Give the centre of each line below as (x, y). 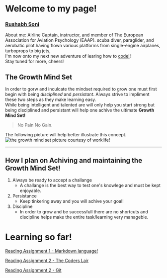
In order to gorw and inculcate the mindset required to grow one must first (81, 89)
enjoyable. (30, 191)
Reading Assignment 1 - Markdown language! (52, 251)
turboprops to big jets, (28, 51)
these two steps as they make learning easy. (51, 99)
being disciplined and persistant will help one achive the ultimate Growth (80, 110)
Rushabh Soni (22, 24)
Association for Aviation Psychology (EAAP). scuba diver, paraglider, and (80, 40)
